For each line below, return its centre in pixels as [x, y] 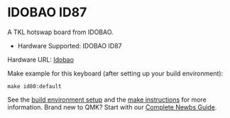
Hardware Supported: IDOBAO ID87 [70, 45]
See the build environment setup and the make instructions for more [107, 100]
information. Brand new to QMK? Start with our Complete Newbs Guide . [112, 107]
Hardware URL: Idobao [41, 59]
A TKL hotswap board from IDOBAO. [60, 32]
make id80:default [34, 86]
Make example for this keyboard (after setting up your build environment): [115, 73]
